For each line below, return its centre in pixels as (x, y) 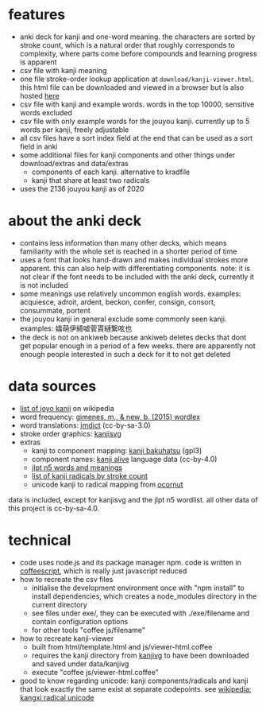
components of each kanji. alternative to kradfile (111, 172)
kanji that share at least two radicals (91, 180)
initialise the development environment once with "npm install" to (138, 588)
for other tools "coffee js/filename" (88, 630)
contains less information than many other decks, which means (123, 242)
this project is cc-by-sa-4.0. (54, 508)
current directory (59, 604)
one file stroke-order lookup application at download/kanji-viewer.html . (137, 79)
